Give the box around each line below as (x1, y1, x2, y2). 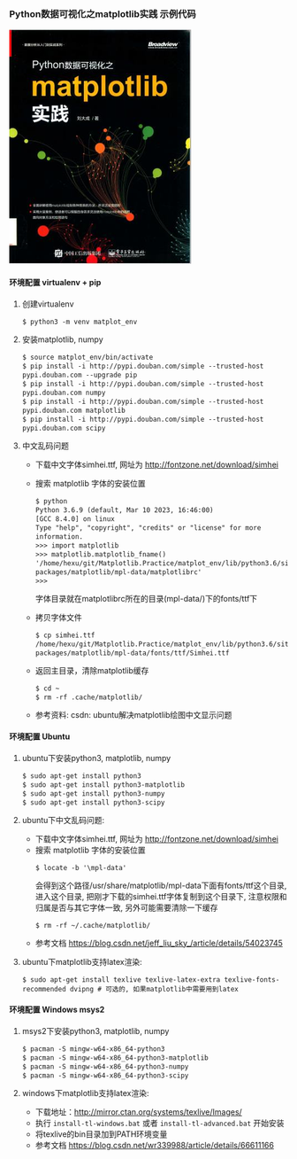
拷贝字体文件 (34, 611, 82, 622)
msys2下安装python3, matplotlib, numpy (21, 1025, 170, 1036)
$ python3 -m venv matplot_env (21, 317, 138, 326)
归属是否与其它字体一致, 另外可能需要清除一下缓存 (34, 902, 218, 913)
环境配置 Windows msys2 (9, 1004, 105, 1015)
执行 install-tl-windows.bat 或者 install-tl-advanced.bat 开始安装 (34, 1117, 285, 1128)
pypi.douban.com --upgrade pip (21, 370, 138, 379)
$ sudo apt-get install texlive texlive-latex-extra (21, 975, 221, 984)
